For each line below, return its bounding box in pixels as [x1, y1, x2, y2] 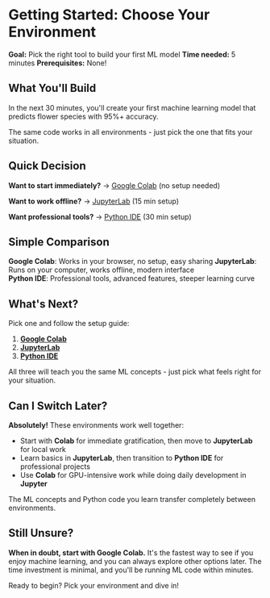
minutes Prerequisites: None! [8, 58, 107, 68]
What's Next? [8, 297, 79, 311]
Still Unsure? [8, 526, 74, 540]
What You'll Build [8, 82, 97, 95]
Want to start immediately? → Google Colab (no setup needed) [8, 180, 221, 190]
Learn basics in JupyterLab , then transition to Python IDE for [19, 454, 224, 462]
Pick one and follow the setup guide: [8, 319, 130, 328]
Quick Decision [8, 159, 86, 173]
